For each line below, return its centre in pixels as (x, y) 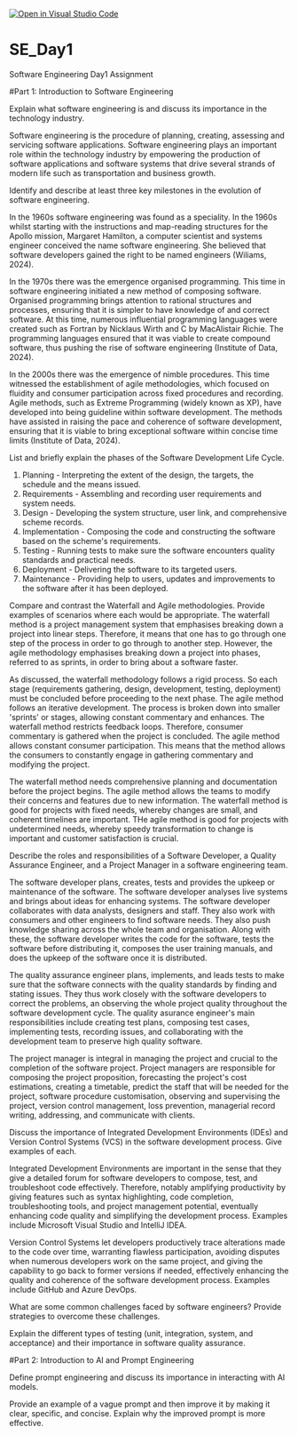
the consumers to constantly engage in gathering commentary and (131, 755)
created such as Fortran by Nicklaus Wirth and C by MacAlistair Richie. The (146, 328)
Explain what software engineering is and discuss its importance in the (138, 108)
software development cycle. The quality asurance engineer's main (132, 1013)
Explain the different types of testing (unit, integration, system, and (131, 1333)
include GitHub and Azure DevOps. (73, 1289)
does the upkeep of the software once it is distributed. (108, 958)
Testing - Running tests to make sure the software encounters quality (148, 550)
